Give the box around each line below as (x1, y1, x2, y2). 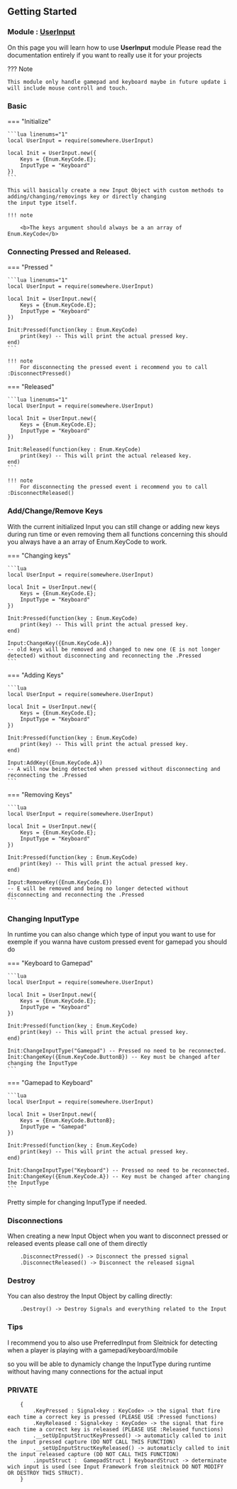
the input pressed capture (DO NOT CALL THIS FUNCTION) (7, 1439, 176, 1446)
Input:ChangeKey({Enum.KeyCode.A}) (7, 639, 113, 646)
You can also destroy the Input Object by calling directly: (7, 1292, 172, 1301)
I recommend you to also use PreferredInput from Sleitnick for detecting (7, 1338, 218, 1347)
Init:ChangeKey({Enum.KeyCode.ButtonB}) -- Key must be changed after (7, 1053, 221, 1060)
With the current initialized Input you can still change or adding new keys (7, 522, 220, 530)
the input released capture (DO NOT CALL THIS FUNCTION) (7, 1451, 180, 1458)
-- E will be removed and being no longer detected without (7, 885, 189, 892)
